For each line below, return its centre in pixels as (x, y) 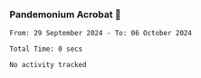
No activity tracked (48, 65)
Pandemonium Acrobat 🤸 (66, 15)
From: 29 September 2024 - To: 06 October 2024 (101, 34)
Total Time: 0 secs (46, 49)
